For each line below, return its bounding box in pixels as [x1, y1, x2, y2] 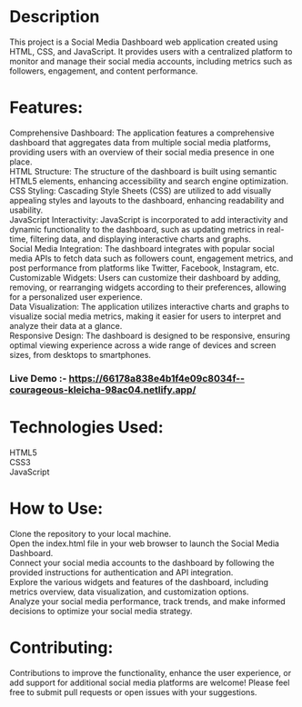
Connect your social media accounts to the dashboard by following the [9, 557, 275, 568]
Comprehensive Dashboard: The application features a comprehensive [9, 127, 275, 138]
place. [9, 156, 34, 167]
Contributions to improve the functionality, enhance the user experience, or [9, 667, 292, 678]
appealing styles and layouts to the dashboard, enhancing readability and [9, 194, 285, 205]
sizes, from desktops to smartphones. [9, 349, 152, 360]
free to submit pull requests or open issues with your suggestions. [9, 686, 257, 697]
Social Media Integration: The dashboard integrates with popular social [9, 243, 275, 254]
